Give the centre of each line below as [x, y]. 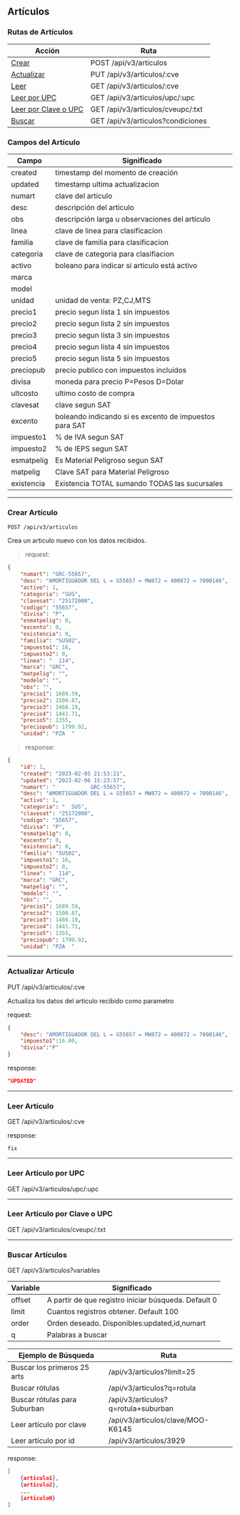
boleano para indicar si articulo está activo [126, 265]
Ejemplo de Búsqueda [56, 1356]
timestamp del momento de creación [116, 172]
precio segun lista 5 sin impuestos [112, 358]
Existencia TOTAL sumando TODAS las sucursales [139, 483]
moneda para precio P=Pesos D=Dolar [119, 382]
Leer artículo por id [43, 1441]
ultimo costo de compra [95, 393]
